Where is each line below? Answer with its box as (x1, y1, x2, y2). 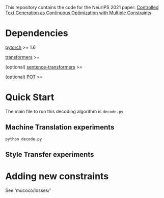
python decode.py (5, 137, 42, 142)
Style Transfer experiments (5, 150, 94, 159)
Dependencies (5, 27, 68, 39)
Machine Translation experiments (5, 123, 115, 131)
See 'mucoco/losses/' (5, 187, 51, 193)
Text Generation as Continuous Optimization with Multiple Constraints (5, 10, 152, 16)
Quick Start (5, 91, 54, 103)
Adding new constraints (5, 171, 109, 182)
